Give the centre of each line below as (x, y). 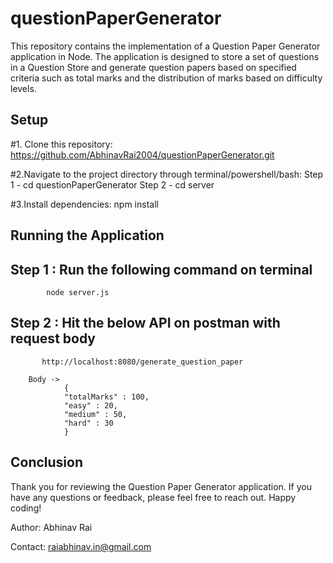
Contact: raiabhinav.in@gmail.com (81, 546)
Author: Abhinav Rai (51, 527)
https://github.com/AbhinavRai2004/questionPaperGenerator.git (142, 154)
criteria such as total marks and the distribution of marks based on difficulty (166, 78)
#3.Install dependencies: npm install (84, 204)
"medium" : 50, (95, 414)
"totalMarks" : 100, (106, 397)
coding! (26, 508)
